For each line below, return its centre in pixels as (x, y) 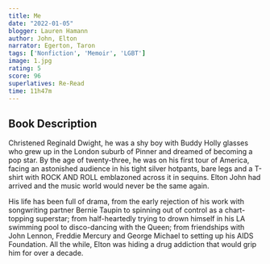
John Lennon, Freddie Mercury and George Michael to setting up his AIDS (131, 236)
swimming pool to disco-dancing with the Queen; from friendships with (127, 228)
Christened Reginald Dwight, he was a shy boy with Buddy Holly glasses (128, 143)
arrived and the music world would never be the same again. (109, 186)
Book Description (53, 123)
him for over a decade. (46, 253)
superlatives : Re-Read (46, 83)
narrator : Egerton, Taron (52, 46)
